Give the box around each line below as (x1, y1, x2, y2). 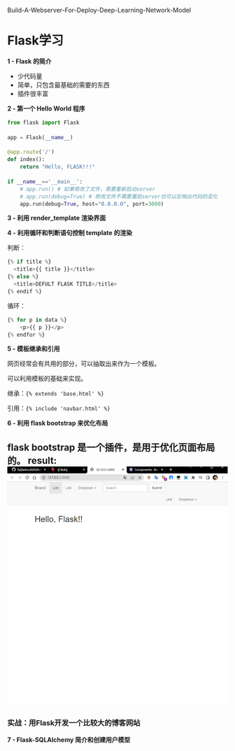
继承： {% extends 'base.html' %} (7, 389, 104, 398)
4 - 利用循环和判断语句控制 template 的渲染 (7, 229, 133, 237)
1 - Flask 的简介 (7, 57, 52, 65)
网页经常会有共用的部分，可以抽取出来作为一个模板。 (7, 360, 161, 368)
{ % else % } (7, 273, 39, 281)
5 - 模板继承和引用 (7, 344, 60, 353)
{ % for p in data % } (7, 316, 68, 323)
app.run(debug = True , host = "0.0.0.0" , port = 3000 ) (20, 200, 164, 207)
